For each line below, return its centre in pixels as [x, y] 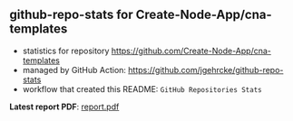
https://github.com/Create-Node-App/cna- [191, 51]
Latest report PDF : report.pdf [64, 107]
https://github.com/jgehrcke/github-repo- [206, 70]
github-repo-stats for [71, 15]
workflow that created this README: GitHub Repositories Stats [142, 88]
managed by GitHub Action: [74, 70]
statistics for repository [66, 51]
